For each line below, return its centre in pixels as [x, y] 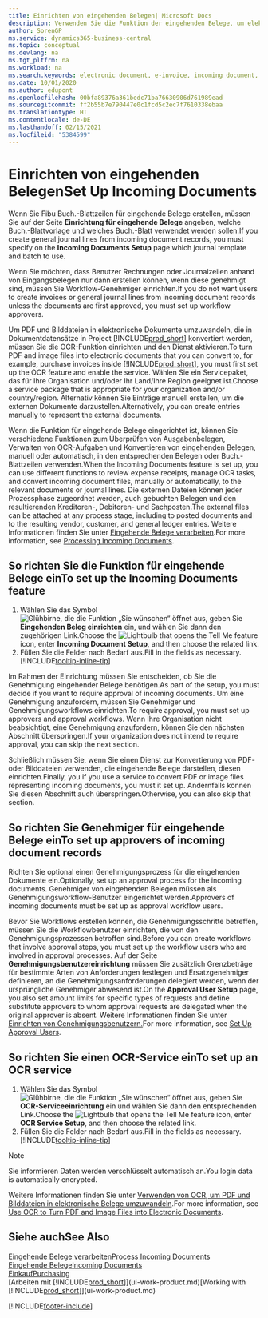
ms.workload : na [35, 68]
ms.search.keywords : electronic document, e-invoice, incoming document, [134, 75]
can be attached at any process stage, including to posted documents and [130, 515]
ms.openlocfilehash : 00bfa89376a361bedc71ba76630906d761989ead [116, 98]
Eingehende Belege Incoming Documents [75, 1264]
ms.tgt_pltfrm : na [39, 61]
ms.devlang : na [33, 53]
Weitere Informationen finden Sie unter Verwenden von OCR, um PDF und [129, 1195]
